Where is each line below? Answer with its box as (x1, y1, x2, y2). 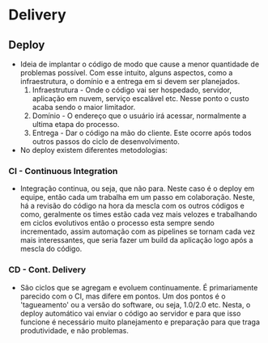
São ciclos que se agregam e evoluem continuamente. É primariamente (19, 282, 258, 292)
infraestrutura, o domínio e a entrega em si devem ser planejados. (19, 77, 240, 86)
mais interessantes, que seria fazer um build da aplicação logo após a (19, 235, 253, 245)
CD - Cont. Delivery (8, 265, 87, 276)
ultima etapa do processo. (32, 120, 120, 129)
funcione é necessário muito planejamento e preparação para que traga (19, 317, 261, 327)
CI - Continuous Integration (8, 165, 118, 176)
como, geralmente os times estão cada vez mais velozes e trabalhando (19, 210, 257, 219)
